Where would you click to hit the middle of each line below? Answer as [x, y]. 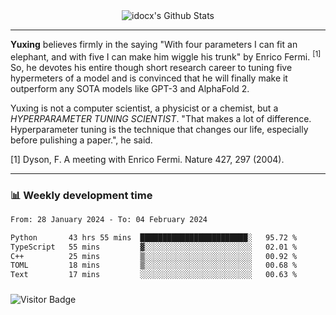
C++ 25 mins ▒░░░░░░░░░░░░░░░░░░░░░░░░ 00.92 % [154, 256]
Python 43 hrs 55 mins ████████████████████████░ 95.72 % [154, 237]
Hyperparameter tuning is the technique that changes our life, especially [159, 129]
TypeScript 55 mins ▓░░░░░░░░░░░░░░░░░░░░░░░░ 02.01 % [154, 247]
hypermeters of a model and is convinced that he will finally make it [149, 78]
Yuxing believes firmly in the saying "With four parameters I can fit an [154, 44]
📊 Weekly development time [81, 195]
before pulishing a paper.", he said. [81, 140]
